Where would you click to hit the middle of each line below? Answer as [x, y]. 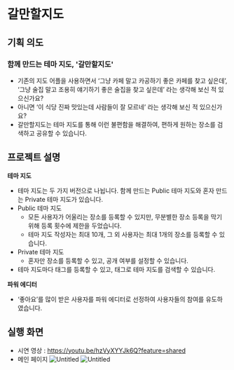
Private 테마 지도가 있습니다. [64, 199]
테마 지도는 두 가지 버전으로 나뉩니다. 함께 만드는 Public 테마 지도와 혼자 [116, 191]
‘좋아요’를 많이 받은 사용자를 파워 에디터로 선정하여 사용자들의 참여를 [111, 299]
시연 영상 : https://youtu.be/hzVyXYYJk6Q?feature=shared [102, 350]
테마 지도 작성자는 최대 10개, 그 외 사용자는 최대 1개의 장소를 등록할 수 [123, 234]
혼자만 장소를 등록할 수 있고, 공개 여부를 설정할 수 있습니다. [108, 261]
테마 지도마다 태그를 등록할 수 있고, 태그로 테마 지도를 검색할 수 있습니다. [116, 269]
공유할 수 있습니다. [62, 133]
